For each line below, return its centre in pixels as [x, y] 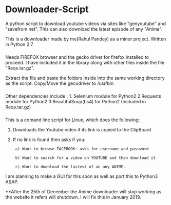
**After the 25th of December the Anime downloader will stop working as [83, 191]
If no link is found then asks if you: [49, 140]
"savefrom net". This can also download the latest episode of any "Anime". [84, 29]
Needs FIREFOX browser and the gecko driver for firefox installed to [77, 57]
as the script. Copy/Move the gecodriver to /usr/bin [60, 83]
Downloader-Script [47, 9]
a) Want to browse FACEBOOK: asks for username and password [82, 149]
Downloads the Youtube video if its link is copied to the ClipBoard [82, 129]
